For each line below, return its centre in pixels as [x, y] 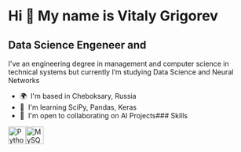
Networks [24, 80]
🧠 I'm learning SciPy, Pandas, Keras [78, 107]
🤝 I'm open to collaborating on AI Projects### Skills [104, 116]
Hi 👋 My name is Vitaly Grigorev [113, 16]
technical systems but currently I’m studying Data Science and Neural [121, 72]
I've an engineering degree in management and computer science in [119, 63]
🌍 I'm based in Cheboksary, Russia [78, 96]
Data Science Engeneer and [77, 45]
